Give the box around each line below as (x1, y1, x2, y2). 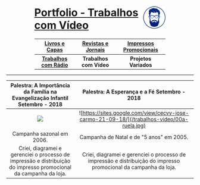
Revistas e (82, 40, 109, 47)
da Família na (23, 88, 58, 95)
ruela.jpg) (121, 122, 146, 129)
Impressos (127, 40, 154, 47)
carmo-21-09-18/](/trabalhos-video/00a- (79, 115, 189, 123)
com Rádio (41, 61, 68, 68)
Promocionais (123, 46, 159, 54)
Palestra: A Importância (10, 81, 70, 89)
